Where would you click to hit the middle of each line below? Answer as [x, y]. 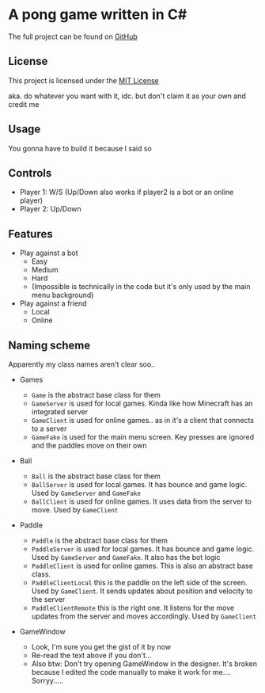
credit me [24, 104]
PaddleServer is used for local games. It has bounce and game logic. [143, 549]
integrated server [60, 412]
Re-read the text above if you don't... [91, 655]
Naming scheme [49, 345]
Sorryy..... [47, 680]
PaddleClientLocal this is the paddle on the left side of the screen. [139, 583]
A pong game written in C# [98, 15]
